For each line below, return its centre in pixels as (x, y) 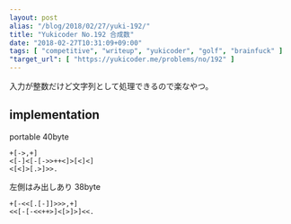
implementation (55, 115)
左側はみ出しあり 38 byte (55, 186)
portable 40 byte (39, 137)
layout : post (34, 18)
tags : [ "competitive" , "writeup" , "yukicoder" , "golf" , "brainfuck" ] (146, 51)
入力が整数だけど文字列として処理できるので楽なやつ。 (111, 86)
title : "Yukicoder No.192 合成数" (72, 34)
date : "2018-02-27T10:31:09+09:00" (76, 43)
